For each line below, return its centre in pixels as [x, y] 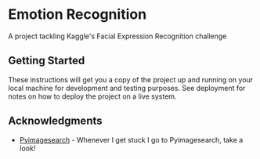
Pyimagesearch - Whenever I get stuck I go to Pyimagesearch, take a [131, 139]
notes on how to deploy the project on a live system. [92, 96]
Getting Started [47, 61]
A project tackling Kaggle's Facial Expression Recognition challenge [117, 36]
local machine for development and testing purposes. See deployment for [127, 88]
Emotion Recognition [78, 14]
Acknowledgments [56, 121]
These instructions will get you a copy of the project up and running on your [130, 79]
